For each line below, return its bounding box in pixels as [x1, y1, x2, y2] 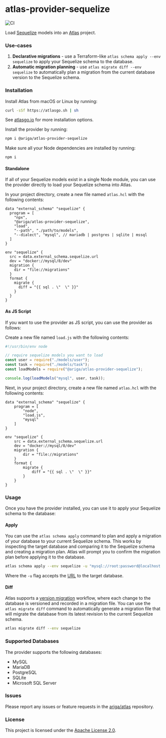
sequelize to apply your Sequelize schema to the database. [12, 59, 134, 65]
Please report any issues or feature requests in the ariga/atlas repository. [5, 703, 155, 710]
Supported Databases [5, 638, 59, 645]
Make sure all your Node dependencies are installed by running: [5, 145, 136, 151]
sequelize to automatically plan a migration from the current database [12, 69, 155, 75]
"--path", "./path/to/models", [14, 228, 79, 233]
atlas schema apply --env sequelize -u [5, 564, 88, 569]
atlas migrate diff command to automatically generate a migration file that [5, 606, 161, 612]
